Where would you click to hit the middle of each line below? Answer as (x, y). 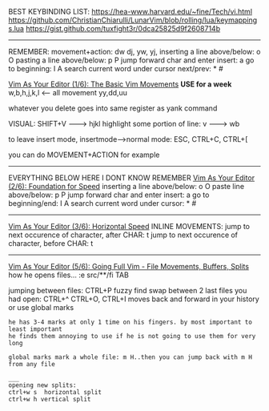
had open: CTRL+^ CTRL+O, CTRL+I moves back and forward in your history (134, 299)
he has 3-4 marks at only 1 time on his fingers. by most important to (130, 322)
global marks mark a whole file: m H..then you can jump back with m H (130, 357)
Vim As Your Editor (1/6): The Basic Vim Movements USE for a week (120, 84)
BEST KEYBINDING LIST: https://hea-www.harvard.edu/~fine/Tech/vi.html (130, 12)
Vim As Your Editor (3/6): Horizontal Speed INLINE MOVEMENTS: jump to (129, 226)
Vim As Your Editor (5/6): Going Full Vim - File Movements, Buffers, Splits (129, 266)
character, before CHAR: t (51, 243)
